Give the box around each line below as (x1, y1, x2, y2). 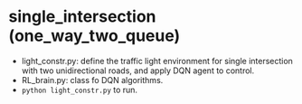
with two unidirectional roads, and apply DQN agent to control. (21, 65, 255, 76)
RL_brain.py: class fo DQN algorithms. (21, 74, 164, 85)
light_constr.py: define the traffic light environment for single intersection (21, 55, 293, 66)
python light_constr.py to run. (21, 84, 137, 95)
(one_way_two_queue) (8, 25, 181, 46)
